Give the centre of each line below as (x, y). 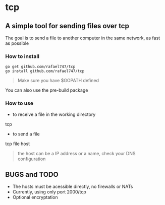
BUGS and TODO (32, 175)
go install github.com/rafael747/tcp (45, 71)
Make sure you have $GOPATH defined (58, 81)
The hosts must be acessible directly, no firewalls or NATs (73, 187)
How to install (22, 56)
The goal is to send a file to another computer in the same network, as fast (83, 38)
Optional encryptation (35, 197)
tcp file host (18, 144)
